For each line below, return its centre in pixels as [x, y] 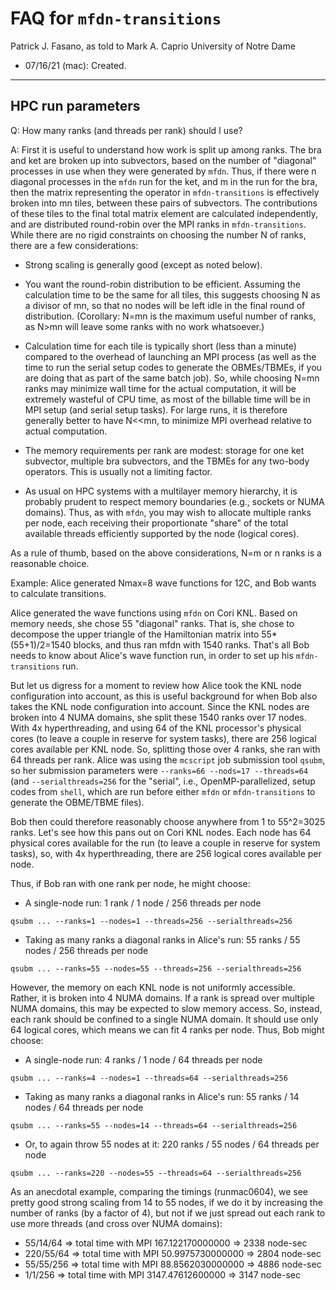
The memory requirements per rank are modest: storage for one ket [164, 450]
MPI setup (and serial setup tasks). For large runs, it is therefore [156, 409]
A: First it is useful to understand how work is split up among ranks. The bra [166, 149]
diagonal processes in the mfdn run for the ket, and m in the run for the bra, [164, 181]
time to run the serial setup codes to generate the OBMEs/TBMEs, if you [173, 367]
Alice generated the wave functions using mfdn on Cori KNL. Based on [154, 613]
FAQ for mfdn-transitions [116, 18]
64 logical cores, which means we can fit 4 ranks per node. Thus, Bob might [167, 1029]
